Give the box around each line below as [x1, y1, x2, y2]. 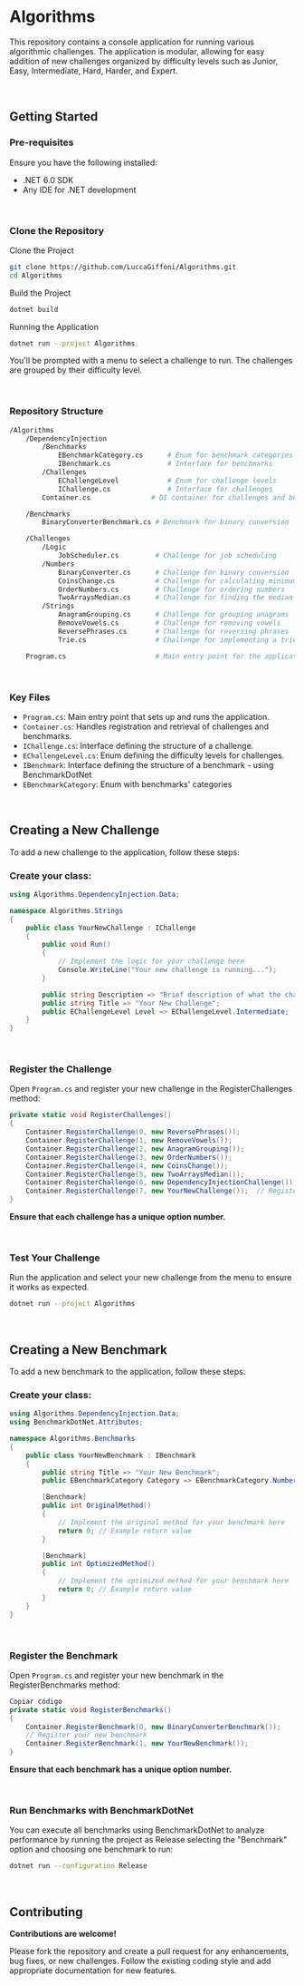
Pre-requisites [9, 136, 74, 149]
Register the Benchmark [9, 1649, 119, 1661]
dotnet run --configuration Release [9, 1862, 147, 1871]
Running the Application [9, 321, 100, 332]
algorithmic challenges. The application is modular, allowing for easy [9, 45, 265, 56]
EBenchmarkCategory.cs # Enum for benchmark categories [57, 451, 294, 460]
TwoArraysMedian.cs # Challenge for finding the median [57, 593, 294, 602]
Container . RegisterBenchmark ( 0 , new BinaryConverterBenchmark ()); [25, 1722, 281, 1731]
